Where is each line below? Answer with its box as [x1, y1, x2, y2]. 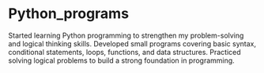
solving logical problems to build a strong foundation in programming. [8, 56, 235, 65]
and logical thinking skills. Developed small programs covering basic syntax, [8, 38, 257, 48]
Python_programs [8, 5, 129, 23]
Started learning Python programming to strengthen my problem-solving [8, 31, 244, 40]
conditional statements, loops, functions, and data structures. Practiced [8, 47, 241, 57]
